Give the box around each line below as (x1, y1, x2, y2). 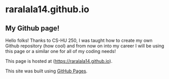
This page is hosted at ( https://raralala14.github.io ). (5, 58, 113, 64)
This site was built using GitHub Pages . (5, 68, 88, 74)
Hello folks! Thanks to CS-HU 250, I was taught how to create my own (5, 37, 153, 43)
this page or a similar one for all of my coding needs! (5, 48, 116, 54)
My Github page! (5, 24, 60, 33)
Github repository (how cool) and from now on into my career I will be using (5, 43, 164, 49)
